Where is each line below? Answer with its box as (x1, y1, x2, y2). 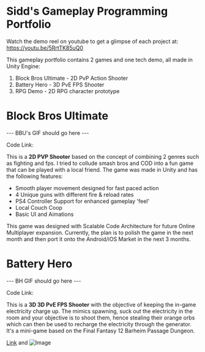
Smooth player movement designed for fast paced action (15, 184, 159, 191)
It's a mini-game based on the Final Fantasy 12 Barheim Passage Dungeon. (6, 327, 195, 334)
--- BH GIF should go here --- (6, 277, 81, 285)
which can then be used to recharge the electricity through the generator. (6, 320, 192, 327)
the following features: (6, 172, 63, 180)
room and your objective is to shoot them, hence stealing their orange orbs (6, 314, 195, 321)
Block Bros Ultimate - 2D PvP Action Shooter (15, 74, 129, 82)
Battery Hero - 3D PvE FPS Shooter (15, 81, 105, 88)
